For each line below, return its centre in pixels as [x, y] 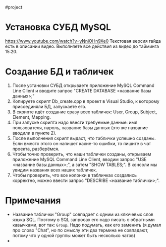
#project [14, 7]
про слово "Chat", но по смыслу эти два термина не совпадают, [80, 230]
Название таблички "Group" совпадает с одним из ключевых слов [83, 214]
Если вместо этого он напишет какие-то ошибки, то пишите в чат [82, 143]
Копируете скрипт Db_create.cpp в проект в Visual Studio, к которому [86, 101]
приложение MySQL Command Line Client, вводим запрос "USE [80, 159]
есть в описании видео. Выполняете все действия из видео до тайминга [82, 46]
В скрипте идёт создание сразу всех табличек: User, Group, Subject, [84, 112]
